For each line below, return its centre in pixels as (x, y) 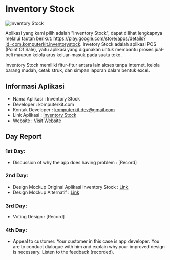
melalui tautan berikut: (29, 38)
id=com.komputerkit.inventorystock (43, 44)
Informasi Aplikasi (35, 86)
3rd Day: (16, 206)
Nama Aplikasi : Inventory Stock (46, 98)
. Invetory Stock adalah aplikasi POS (118, 44)
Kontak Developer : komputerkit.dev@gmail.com (64, 109)
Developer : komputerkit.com (43, 104)
